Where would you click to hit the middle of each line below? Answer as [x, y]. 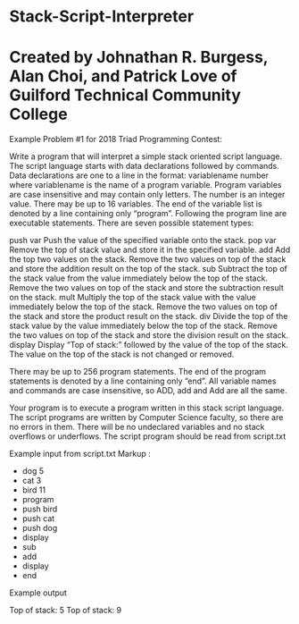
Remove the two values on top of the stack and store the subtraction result [146, 288]
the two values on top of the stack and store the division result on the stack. [149, 335]
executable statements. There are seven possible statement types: [132, 223]
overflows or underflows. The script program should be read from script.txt [148, 436]
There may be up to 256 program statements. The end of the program [137, 372]
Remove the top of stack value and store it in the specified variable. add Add [150, 250]
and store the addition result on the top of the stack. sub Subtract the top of [148, 269]
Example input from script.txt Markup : [80, 454]
